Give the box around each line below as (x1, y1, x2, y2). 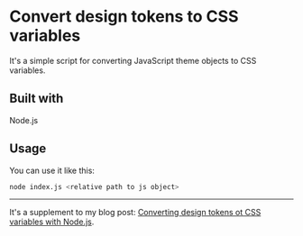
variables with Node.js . (9, 216, 95, 227)
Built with (9, 91, 64, 106)
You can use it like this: (9, 165, 95, 176)
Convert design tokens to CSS (9, 6, 239, 27)
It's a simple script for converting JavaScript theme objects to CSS (9, 55, 257, 66)
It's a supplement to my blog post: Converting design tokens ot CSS (9, 207, 262, 218)
